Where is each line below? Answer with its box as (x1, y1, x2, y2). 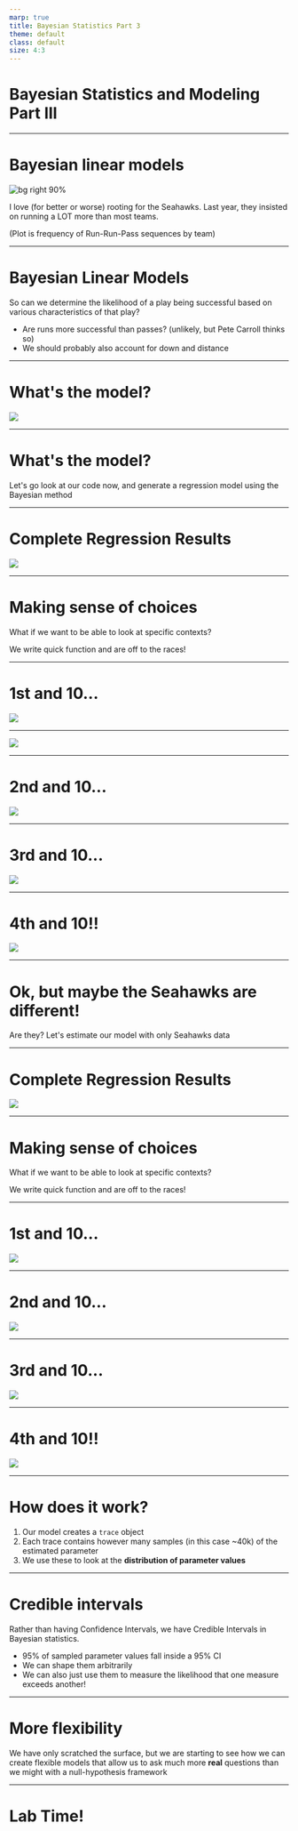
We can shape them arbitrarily (21, 1659, 133, 1670)
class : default (9, 37, 66, 47)
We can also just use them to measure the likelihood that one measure (21, 1669, 279, 1680)
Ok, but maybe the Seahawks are (9, 982, 257, 1001)
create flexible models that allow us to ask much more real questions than (9, 1757, 279, 1768)
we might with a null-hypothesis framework (9, 1766, 168, 1777)
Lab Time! (9, 1806, 84, 1826)
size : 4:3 (9, 46, 46, 55)
